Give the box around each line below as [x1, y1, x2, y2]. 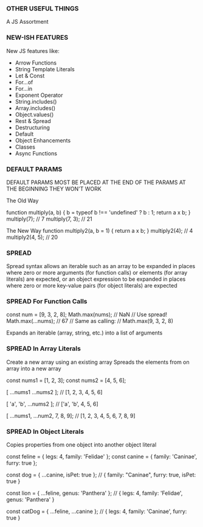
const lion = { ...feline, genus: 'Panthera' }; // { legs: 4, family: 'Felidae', [6, 489, 183, 497]
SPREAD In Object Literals [6, 427, 84, 436]
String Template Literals [15, 65, 75, 73]
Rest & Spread [15, 117, 51, 124]
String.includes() [15, 97, 57, 105]
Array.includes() [15, 104, 56, 111]
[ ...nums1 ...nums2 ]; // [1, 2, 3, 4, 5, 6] [6, 388, 103, 395]
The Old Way [6, 197, 39, 204]
